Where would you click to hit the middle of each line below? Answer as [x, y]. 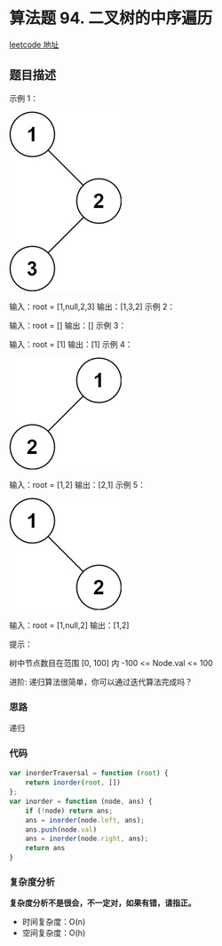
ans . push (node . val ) [61, 830]
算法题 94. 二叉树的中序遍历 [111, 18]
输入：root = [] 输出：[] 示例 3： [68, 325]
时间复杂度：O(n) [54, 922]
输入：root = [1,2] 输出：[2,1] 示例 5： [78, 484]
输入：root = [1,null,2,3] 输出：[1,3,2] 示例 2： [92, 306]
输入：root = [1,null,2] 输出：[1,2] [69, 625]
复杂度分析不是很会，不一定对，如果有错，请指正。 [103, 903]
